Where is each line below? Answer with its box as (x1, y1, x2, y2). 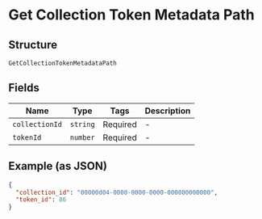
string (69, 120, 95, 128)
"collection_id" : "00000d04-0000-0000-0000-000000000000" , (15, 188, 218, 196)
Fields (8, 81, 40, 95)
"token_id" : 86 (15, 196, 67, 204)
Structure (8, 38, 58, 52)
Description (144, 105, 191, 116)
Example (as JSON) (8, 159, 107, 173)
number (69, 133, 95, 142)
